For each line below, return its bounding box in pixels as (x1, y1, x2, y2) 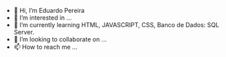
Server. (13, 28, 34, 36)
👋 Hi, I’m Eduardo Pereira (13, 7, 84, 14)
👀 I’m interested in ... (13, 14, 72, 22)
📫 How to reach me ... (13, 43, 78, 51)
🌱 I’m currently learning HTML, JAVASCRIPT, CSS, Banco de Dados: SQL (13, 21, 220, 28)
